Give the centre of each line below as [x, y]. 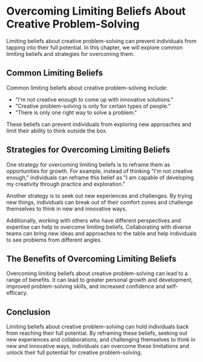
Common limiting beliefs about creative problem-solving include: [87, 88]
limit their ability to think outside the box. [57, 131]
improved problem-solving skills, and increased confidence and [86, 287]
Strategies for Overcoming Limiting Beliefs [88, 150]
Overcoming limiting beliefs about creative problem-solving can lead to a [97, 273]
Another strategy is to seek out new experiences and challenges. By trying [99, 195]
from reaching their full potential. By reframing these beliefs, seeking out [97, 333]
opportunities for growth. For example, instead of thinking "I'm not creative [99, 171]
